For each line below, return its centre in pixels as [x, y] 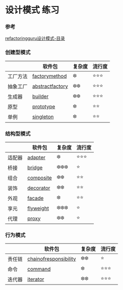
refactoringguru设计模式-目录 [35, 38]
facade [36, 198]
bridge [35, 167]
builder [41, 97]
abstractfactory [50, 86]
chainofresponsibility [52, 258]
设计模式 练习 [32, 10]
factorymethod [50, 76]
